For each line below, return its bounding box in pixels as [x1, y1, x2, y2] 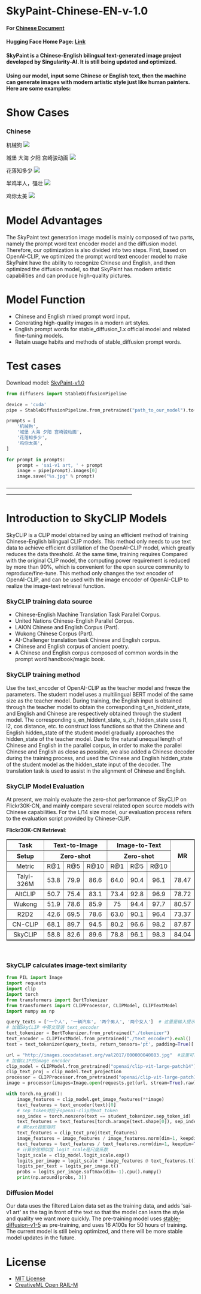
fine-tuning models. [14, 332, 64, 339]
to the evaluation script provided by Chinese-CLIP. [6, 815, 130, 822]
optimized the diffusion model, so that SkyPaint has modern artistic [6, 265, 172, 272]
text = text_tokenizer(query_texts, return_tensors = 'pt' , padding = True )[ [6, 1041, 194, 1047]
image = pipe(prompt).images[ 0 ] [17, 468, 98, 474]
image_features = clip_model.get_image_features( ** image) [17, 1096, 165, 1102]
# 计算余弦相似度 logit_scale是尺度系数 [17, 1146, 108, 1152]
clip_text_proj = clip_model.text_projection [6, 1069, 121, 1075]
